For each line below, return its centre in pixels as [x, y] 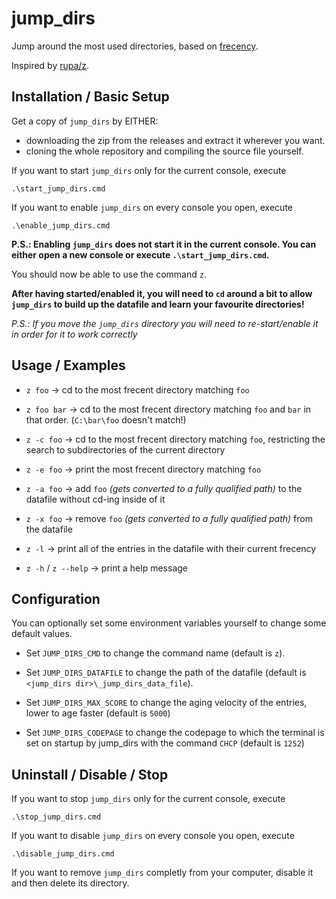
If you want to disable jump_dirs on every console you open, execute [153, 836]
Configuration [56, 598]
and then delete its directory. [70, 883]
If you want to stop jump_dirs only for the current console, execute [148, 799]
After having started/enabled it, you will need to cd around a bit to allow [162, 293]
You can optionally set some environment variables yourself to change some [169, 623]
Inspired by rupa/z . [50, 65]
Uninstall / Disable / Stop [90, 774]
